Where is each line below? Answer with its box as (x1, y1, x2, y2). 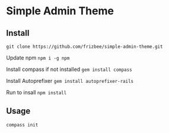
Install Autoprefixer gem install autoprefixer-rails (6, 78, 134, 84)
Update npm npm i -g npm (6, 54, 70, 61)
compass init (6, 122, 39, 128)
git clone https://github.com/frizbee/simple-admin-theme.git (6, 44, 163, 50)
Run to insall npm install (6, 89, 67, 96)
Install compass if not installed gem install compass (6, 66, 132, 73)
